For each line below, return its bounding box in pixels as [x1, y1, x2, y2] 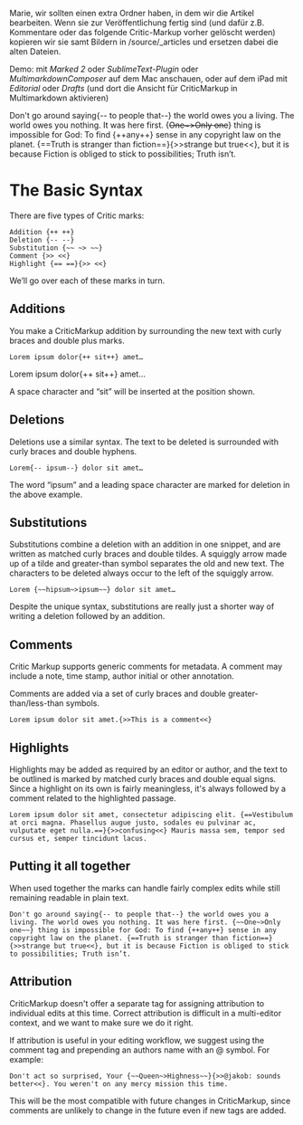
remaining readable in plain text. [9, 891, 129, 903]
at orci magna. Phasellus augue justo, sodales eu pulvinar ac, [9, 818, 257, 827]
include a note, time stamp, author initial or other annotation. [9, 671, 235, 682]
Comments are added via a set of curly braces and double [9, 688, 226, 700]
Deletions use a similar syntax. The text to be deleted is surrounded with [9, 436, 279, 447]
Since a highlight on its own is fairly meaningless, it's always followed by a [9, 783, 287, 794]
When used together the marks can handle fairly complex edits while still [9, 882, 280, 893]
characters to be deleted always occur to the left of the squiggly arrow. [9, 567, 274, 578]
